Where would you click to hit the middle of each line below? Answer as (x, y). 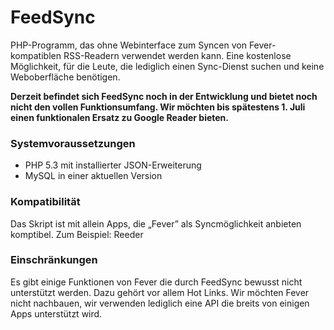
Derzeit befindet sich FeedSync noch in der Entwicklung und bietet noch (164, 96)
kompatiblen (36, 55)
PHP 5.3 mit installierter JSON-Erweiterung (113, 165)
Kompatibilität (45, 202)
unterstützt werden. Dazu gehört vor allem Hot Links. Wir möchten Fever (160, 292)
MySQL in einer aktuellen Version (93, 176)
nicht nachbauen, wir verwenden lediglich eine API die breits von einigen (160, 303)
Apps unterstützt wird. (56, 313)
